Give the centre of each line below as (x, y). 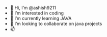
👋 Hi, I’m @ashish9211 (33, 8)
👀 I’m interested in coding (37, 13)
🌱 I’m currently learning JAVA (41, 18)
